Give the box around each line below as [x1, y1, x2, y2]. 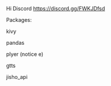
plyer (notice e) [6, 51, 43, 58]
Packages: [6, 16, 32, 23]
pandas [6, 39, 25, 46]
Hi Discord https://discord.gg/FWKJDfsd [6, 5, 106, 12]
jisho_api [6, 74, 28, 80]
